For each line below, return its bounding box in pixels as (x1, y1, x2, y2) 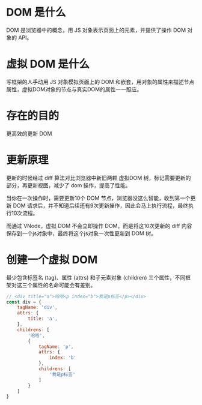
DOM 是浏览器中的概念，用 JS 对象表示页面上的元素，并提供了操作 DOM (6, 26, 186, 34)
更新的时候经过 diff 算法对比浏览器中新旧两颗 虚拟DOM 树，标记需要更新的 (6, 174, 191, 181)
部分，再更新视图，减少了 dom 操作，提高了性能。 (6, 181, 131, 189)
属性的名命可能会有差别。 (32, 281, 96, 289)
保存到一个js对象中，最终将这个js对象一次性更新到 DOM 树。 (6, 229, 156, 237)
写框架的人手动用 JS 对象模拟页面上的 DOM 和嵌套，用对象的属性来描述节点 (6, 78, 195, 85)
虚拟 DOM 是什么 (6, 58, 90, 71)
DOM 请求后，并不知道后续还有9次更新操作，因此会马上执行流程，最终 (13, 202, 189, 209)
